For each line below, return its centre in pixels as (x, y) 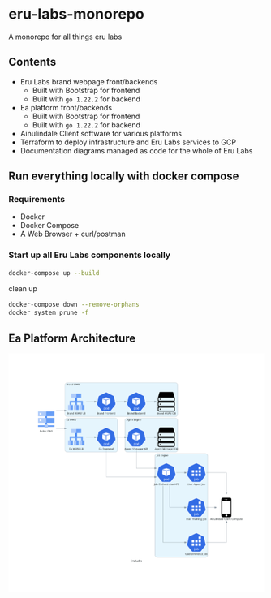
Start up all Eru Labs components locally (90, 255)
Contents (32, 62)
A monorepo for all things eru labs (65, 37)
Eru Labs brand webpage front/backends (89, 81)
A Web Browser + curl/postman (73, 234)
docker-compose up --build (54, 273)
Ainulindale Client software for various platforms (101, 133)
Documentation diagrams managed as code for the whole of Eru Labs (136, 150)
